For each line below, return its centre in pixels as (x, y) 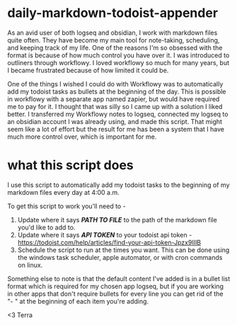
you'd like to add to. (46, 227)
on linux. (30, 265)
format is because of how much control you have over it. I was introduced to (118, 55)
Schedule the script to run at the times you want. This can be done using (123, 250)
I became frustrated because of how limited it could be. (88, 70)
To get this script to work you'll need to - (67, 206)
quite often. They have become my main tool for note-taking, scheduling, (114, 40)
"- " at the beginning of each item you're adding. (78, 301)
